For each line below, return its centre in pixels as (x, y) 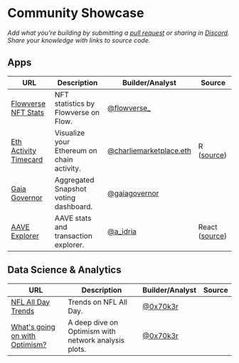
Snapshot (70, 188)
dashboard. (74, 206)
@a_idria (122, 231)
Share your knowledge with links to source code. (79, 40)
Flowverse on (77, 112)
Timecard (27, 159)
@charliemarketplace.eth (150, 151)
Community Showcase (76, 13)
